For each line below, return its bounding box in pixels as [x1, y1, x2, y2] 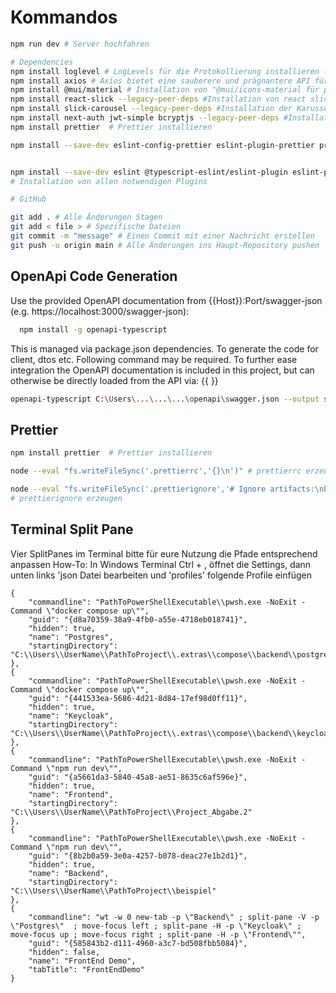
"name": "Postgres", [28, 632, 114, 642]
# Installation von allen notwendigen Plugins [10, 176, 208, 186]
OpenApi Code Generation [10, 268, 178, 285]
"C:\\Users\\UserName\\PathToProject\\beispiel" [10, 886, 217, 896]
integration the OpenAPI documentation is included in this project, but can [10, 364, 315, 376]
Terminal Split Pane [10, 521, 134, 538]
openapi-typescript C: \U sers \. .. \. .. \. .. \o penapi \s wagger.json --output [10, 394, 320, 404]
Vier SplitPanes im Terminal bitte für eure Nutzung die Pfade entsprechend [10, 547, 318, 560]
